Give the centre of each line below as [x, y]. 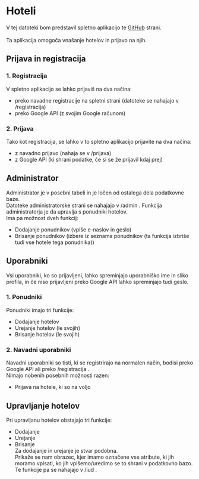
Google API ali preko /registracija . [48, 369]
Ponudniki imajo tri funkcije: [40, 310]
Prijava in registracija [46, 59]
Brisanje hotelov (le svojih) [47, 334]
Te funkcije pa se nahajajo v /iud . [56, 469]
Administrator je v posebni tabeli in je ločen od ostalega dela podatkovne [95, 193]
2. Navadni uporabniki [39, 350]
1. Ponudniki [24, 297]
